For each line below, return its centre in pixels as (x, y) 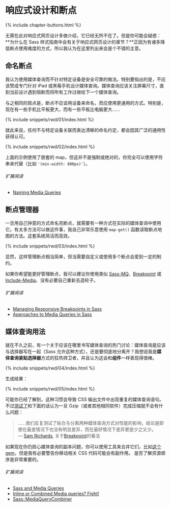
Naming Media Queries (37, 192)
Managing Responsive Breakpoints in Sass (57, 309)
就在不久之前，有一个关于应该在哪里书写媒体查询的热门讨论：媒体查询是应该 (85, 345)
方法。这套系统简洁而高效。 (43, 236)
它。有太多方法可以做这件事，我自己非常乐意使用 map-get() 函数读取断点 (81, 229)
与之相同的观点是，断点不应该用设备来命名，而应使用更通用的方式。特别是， (85, 103)
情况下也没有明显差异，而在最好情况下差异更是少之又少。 (96, 429)
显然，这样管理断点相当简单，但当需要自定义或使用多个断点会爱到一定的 (81, 257)
